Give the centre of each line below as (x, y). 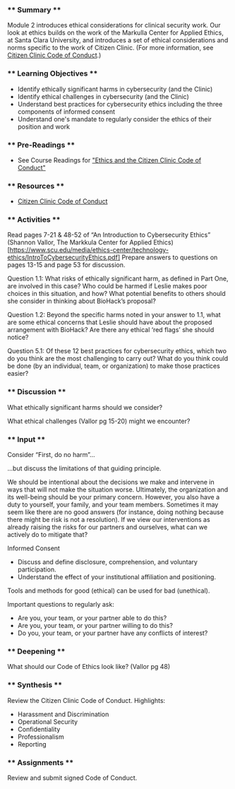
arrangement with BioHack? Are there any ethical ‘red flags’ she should (111, 330)
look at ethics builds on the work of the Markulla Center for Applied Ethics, (115, 32)
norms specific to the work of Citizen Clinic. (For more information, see (110, 48)
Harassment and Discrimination (63, 714)
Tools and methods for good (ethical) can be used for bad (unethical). (109, 591)
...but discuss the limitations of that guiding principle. (84, 468)
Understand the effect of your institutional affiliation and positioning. (117, 577)
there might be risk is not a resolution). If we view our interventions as (109, 520)
